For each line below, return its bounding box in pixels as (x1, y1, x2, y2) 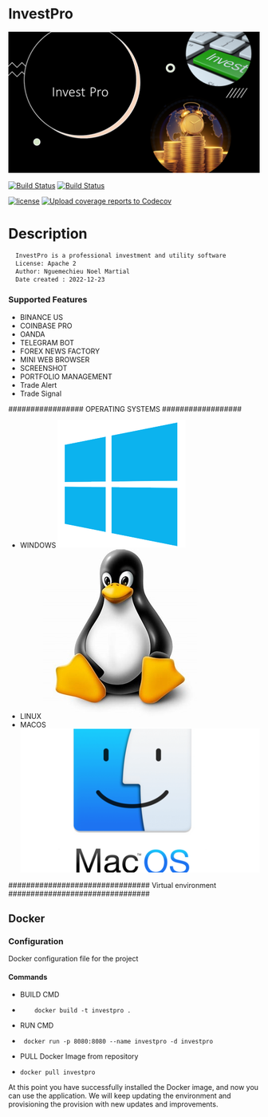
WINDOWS (19, 540, 57, 550)
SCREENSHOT (19, 363, 68, 373)
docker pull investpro (19, 1068, 96, 1077)
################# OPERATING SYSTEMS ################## (8, 404, 242, 413)
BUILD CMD (19, 990, 60, 1000)
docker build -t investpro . (34, 1007, 132, 1015)
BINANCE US (19, 312, 64, 322)
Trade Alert (19, 380, 57, 389)
